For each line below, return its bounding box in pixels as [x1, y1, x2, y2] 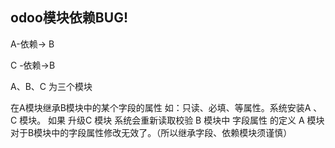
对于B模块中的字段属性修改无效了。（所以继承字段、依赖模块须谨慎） [10, 126, 293, 138]
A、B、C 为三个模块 [10, 80, 93, 92]
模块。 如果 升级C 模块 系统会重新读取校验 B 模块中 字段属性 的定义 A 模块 [19, 114, 325, 126]
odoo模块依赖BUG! [10, 9, 128, 27]
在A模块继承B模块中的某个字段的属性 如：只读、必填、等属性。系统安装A [10, 101, 312, 113]
